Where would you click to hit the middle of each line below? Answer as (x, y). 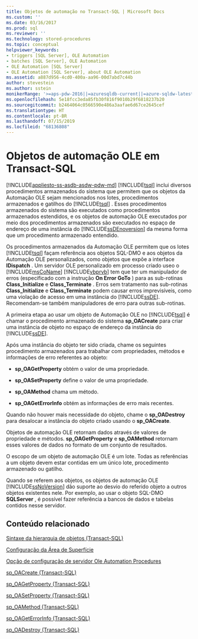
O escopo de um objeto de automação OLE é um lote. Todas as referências (97, 456)
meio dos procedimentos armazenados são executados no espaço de (91, 223)
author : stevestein (30, 83)
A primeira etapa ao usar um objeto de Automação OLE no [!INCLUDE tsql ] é (98, 314)
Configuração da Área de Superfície (50, 549)
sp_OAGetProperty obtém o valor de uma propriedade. (82, 369)
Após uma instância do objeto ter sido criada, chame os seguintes (86, 345)
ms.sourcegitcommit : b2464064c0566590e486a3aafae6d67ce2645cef (85, 105)
